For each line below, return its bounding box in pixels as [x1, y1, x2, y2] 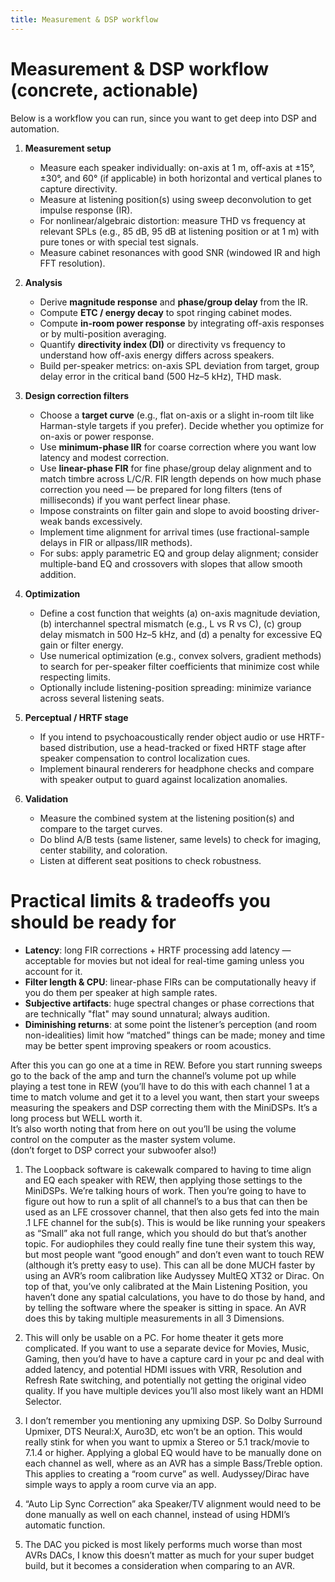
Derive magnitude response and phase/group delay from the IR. [39, 296, 309, 308]
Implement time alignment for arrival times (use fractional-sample [39, 526, 310, 538]
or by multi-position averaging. [39, 327, 167, 340]
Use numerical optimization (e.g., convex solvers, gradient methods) [39, 649, 322, 661]
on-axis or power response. [39, 430, 155, 442]
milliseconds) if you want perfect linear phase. [39, 494, 231, 506]
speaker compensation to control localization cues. [39, 752, 251, 764]
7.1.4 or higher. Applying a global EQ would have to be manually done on [24, 1446, 322, 1458]
